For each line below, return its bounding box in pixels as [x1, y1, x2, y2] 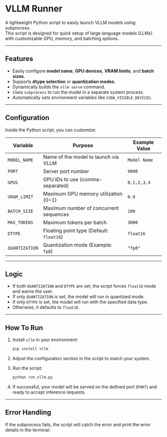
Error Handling [5, 408, 51, 417]
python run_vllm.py [12, 375, 53, 380]
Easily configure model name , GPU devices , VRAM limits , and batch [12, 68, 154, 74]
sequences [43, 211, 69, 218]
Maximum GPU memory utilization [43, 190, 123, 197]
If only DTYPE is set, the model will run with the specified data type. [12, 299, 148, 305]
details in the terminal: [5, 427, 51, 433]
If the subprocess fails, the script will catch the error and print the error [5, 422, 151, 428]
